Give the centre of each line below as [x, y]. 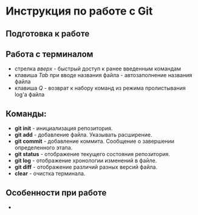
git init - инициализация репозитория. [63, 128]
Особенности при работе [56, 193]
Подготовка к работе [48, 34]
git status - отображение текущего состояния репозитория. [92, 154]
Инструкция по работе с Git [79, 11]
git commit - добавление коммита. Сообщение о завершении [94, 142]
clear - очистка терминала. [50, 174]
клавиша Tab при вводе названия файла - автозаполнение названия [103, 75]
